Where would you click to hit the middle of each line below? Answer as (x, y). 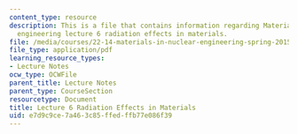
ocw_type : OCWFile (43, 75)
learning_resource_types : (57, 58)
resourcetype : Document (53, 99)
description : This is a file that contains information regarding (134, 26)
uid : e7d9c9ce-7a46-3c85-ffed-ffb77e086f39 (91, 115)
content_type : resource (53, 17)
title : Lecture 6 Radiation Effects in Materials (103, 108)
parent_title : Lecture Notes (63, 83)
